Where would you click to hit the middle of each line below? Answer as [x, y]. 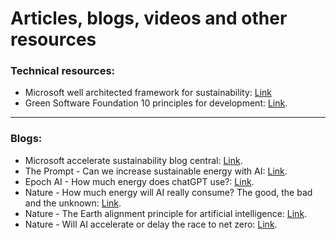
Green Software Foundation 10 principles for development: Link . [156, 103]
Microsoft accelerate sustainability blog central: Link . [133, 160]
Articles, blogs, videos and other [149, 18]
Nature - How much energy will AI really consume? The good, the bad [168, 192]
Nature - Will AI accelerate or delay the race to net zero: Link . [151, 224]
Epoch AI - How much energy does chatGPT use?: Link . [139, 181]
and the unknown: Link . [73, 203]
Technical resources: [63, 71]
